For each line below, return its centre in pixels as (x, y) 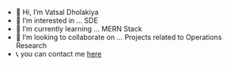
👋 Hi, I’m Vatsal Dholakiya (57, 12)
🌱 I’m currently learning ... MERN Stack (79, 29)
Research (31, 46)
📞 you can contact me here (58, 54)
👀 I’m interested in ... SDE (57, 20)
